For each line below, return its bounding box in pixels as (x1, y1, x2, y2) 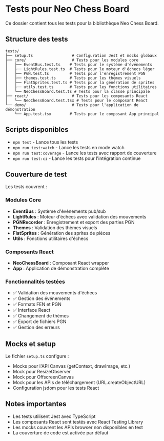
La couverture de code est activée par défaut (12, 429, 109, 436)
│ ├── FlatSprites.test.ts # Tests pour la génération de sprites (5, 80, 155, 85)
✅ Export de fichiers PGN (12, 318, 67, 325)
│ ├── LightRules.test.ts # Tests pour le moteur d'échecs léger (5, 66, 155, 72)
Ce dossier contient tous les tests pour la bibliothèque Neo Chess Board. (5, 20, 159, 26)
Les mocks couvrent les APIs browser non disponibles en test (12, 424, 143, 430)
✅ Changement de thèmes (12, 313, 69, 319)
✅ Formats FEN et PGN (12, 301, 61, 308)
